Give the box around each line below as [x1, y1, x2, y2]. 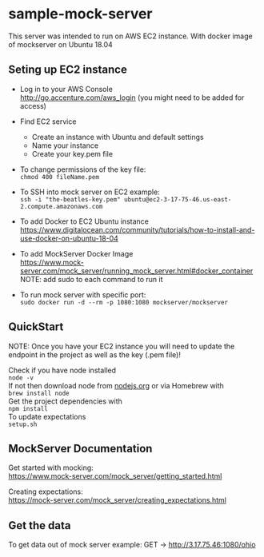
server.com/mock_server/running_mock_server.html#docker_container [19, 265, 254, 276]
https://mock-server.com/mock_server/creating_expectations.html [8, 495, 226, 505]
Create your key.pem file [31, 149, 114, 158]
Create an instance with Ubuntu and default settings [31, 132, 204, 141]
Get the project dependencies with [8, 396, 122, 406]
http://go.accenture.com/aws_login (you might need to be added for [19, 93, 245, 102]
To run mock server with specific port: [19, 289, 146, 300]
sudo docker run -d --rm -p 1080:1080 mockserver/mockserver [19, 298, 229, 306]
